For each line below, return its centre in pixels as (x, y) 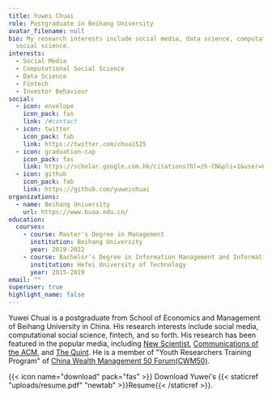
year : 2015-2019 (57, 272)
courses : (30, 227)
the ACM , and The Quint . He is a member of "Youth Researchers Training (130, 352)
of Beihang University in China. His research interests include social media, (134, 326)
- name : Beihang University (63, 204)
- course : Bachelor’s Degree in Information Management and (126, 257)
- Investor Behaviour (52, 91)
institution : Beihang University (86, 242)
